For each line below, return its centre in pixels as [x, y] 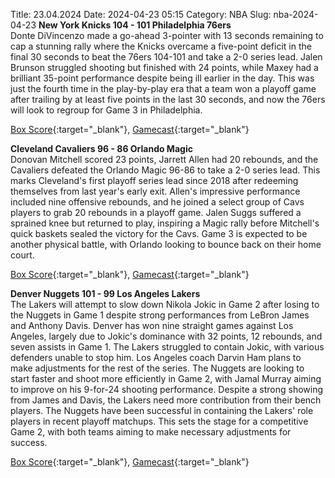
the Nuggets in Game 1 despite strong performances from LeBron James [160, 315]
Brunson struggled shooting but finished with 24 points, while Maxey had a [164, 67]
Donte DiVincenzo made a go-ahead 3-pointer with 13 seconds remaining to [167, 35]
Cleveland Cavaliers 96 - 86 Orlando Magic [101, 148]
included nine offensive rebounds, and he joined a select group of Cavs [157, 202]
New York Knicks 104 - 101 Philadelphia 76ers [135, 25]
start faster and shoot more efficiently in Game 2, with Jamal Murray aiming [166, 378]
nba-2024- [296, 14]
